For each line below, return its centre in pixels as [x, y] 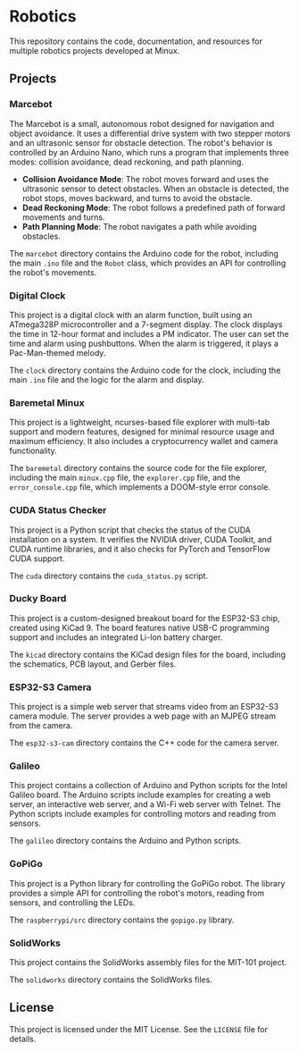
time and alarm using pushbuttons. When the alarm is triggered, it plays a [144, 343]
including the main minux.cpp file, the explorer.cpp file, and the [125, 478]
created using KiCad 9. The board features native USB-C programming [139, 627]
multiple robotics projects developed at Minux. [95, 50]
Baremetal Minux [47, 402]
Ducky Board [38, 599]
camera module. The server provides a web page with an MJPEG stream [143, 716]
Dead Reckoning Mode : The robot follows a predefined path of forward [154, 207]
